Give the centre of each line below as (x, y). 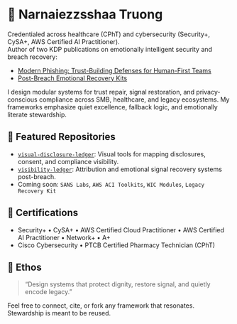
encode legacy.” (48, 292)
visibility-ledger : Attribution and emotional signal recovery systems (120, 169)
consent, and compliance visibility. (68, 161)
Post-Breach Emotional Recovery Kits (72, 78)
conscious (22, 99)
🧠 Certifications (43, 213)
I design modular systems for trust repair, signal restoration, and (101, 92)
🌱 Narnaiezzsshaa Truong (85, 15)
